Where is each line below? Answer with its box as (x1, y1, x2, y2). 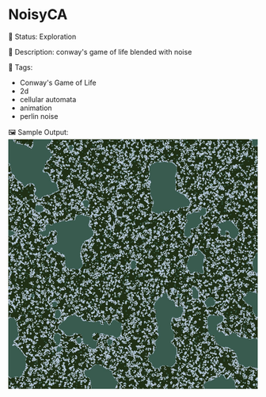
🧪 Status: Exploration (8, 32, 77, 41)
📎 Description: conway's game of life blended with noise (8, 47, 192, 56)
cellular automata (19, 94, 77, 104)
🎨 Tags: (8, 62, 33, 72)
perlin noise (19, 111, 59, 120)
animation (19, 103, 53, 113)
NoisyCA (8, 6, 68, 24)
